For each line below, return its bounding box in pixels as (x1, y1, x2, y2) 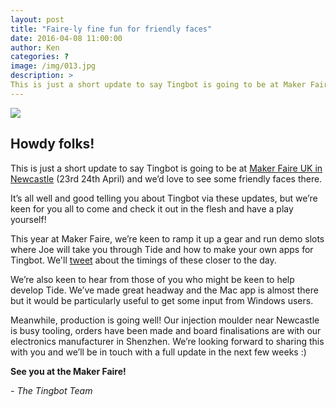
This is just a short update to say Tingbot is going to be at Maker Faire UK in (10, 162, 323, 174)
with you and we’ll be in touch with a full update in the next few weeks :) (10, 346, 307, 358)
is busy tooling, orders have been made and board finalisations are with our (10, 324, 322, 336)
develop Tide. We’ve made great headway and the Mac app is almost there (10, 284, 319, 296)
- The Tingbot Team (10, 384, 93, 396)
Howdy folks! (10, 136, 95, 153)
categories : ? (10, 52, 70, 62)
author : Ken (10, 42, 60, 53)
